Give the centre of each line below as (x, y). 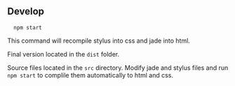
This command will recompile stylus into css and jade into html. (99, 41)
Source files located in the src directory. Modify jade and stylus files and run (118, 67)
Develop (26, 12)
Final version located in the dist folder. (63, 54)
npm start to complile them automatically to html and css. (90, 75)
